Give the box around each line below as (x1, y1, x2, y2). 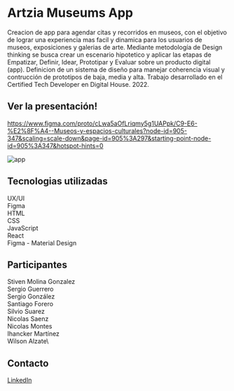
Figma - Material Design (7, 238, 77, 247)
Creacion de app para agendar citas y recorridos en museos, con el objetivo (7, 28, 228, 36)
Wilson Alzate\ (7, 337, 49, 345)
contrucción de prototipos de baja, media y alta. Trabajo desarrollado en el (7, 72, 223, 81)
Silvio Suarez (7, 307, 46, 316)
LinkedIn (7, 376, 32, 385)
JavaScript (7, 224, 39, 232)
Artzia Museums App (7, 5, 133, 21)
